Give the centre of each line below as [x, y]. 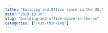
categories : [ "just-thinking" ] [37, 23]
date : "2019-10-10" [25, 14]
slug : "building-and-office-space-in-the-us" [52, 18]
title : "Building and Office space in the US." [54, 9]
